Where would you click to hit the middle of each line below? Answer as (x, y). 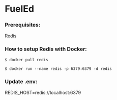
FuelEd (19, 9)
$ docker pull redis (27, 60)
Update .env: (21, 81)
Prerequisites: (23, 25)
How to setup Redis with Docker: (46, 49)
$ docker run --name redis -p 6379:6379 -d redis (58, 69)
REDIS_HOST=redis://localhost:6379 (43, 93)
